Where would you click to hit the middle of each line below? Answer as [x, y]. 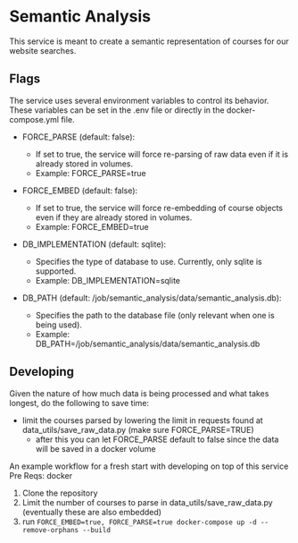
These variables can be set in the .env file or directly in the [117, 110]
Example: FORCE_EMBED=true [92, 226]
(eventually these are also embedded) [92, 512]
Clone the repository [60, 493]
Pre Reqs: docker [41, 475]
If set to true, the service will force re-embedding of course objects [159, 208]
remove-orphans [50, 530]
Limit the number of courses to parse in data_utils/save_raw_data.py [148, 502]
